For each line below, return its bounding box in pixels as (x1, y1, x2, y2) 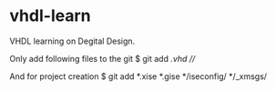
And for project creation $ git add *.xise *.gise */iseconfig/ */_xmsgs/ (9, 70, 267, 82)
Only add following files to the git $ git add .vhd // (9, 53, 196, 64)
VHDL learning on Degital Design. (9, 35, 136, 46)
